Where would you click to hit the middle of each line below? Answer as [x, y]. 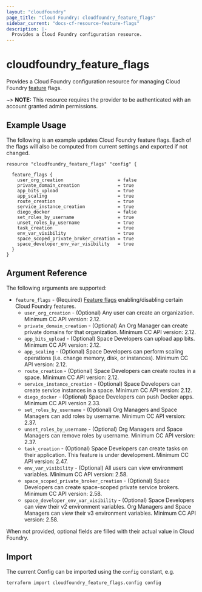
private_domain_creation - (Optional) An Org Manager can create [106, 326]
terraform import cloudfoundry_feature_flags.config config [84, 583]
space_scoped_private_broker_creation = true [76, 239]
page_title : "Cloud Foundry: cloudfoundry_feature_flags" [81, 18]
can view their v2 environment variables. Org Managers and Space [108, 506]
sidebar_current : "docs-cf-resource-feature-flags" [73, 23]
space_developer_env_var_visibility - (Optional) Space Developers [109, 500]
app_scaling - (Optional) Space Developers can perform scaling [104, 351]
